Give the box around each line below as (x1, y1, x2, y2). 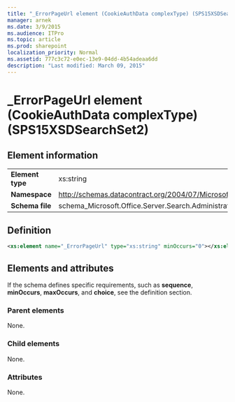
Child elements (7, 339, 60, 349)
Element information (7, 149, 99, 161)
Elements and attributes (7, 262, 114, 274)
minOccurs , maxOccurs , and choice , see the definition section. (7, 288, 192, 297)
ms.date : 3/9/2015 (7, 23, 61, 30)
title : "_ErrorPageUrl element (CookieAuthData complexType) (7, 10, 190, 17)
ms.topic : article (7, 36, 61, 43)
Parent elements (7, 306, 64, 315)
